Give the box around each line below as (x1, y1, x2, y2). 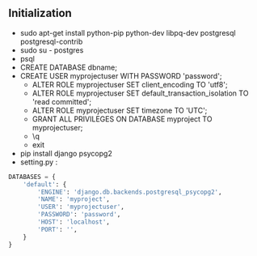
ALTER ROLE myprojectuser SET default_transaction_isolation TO (32, 88, 249, 98)
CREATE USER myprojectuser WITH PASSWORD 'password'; (19, 70, 222, 80)
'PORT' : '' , (37, 225, 78, 233)
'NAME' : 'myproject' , (37, 195, 111, 203)
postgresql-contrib (19, 36, 83, 46)
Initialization (8, 6, 73, 20)
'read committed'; (32, 96, 91, 106)
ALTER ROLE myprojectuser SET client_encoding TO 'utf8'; (32, 79, 228, 89)
